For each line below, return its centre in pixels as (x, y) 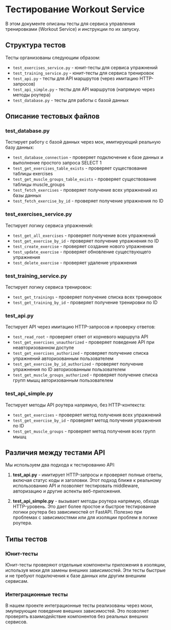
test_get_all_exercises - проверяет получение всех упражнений (84, 235)
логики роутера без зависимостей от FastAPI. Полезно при (77, 512)
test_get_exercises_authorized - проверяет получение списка (81, 353)
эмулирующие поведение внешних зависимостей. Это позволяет (77, 611)
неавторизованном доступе (43, 348)
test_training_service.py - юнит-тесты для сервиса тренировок (83, 73)
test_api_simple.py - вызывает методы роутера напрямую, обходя (86, 501)
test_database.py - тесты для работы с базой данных (71, 100)
